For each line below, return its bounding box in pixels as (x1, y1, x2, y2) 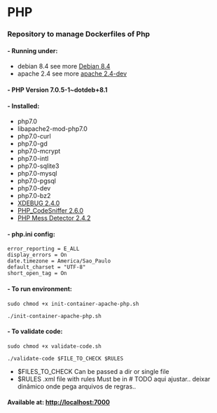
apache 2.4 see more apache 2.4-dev (17, 69, 127, 78)
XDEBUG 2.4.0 (17, 199, 60, 207)
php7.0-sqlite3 (17, 162, 59, 170)
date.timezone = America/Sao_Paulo (7, 258, 111, 265)
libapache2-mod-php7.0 (17, 125, 87, 133)
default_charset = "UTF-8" (7, 264, 86, 271)
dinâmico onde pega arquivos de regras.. (17, 382, 136, 391)
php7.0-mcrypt (17, 147, 61, 155)
